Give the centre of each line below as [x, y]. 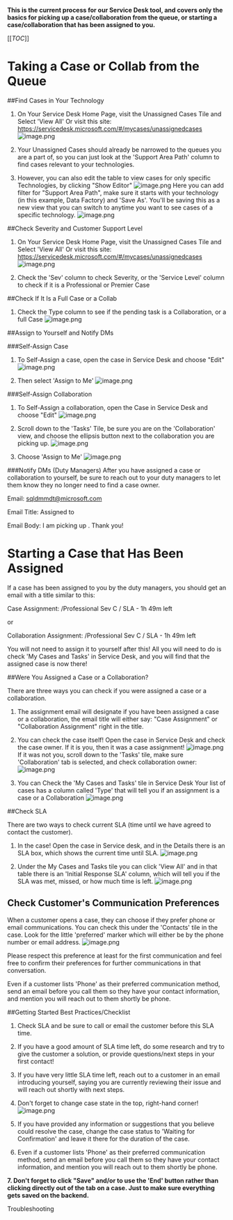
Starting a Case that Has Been [96, 554]
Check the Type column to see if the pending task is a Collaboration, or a [122, 312]
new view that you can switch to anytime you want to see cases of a [115, 207]
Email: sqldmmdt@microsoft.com [55, 498]
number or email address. [44, 942]
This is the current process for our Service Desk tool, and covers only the [115, 10]
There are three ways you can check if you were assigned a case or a [107, 690]
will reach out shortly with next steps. [71, 1089]
